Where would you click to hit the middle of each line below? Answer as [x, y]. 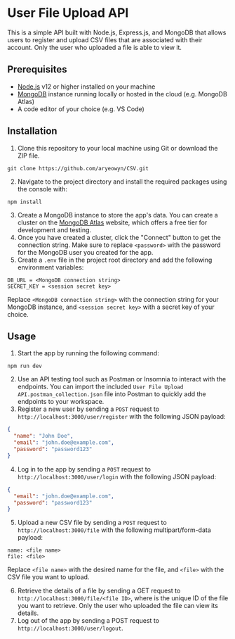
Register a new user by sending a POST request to [88, 409]
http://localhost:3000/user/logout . [70, 628]
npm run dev [25, 366]
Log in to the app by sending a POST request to [84, 469]
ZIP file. [28, 156]
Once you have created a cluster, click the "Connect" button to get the [119, 237]
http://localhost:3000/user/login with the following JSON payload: [117, 476]
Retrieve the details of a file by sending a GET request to [99, 591]
